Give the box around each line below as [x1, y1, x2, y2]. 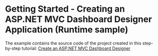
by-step [5, 45, 21, 51]
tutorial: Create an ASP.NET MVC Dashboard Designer [21, 45, 131, 51]
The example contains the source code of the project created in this [5, 40, 141, 46]
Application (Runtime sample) [5, 24, 128, 35]
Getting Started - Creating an [5, 3, 125, 15]
